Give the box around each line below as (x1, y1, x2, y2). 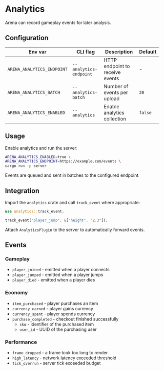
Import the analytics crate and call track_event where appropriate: (5, 200, 140, 205)
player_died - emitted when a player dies (12, 277, 95, 283)
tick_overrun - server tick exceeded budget (12, 360, 101, 366)
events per (103, 89, 128, 96)
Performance (5, 339, 38, 346)
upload (103, 95, 120, 102)
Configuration (5, 34, 49, 42)
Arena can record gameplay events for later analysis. (5, 20, 111, 25)
